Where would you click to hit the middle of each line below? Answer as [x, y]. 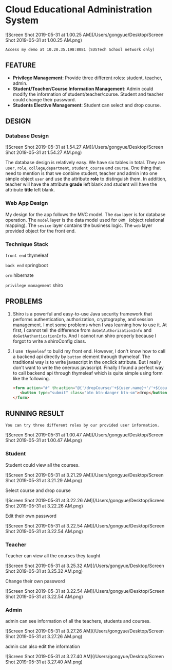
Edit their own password [31, 516]
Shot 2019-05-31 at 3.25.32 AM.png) [44, 571]
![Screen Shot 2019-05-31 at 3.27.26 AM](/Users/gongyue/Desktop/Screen [85, 631]
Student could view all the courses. [42, 465]
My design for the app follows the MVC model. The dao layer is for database [85, 214]
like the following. [31, 378]
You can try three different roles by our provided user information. [82, 426]
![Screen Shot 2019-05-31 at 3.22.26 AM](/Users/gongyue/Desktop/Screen [85, 500]
